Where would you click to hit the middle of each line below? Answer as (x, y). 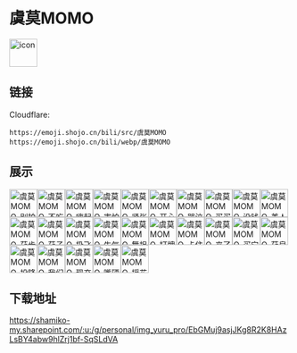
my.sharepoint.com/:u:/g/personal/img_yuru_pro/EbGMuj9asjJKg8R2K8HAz (148, 330)
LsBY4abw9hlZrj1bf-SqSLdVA (64, 340)
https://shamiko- (40, 320)
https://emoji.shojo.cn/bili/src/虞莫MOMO (88, 132)
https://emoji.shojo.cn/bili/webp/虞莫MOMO (90, 142)
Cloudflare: (30, 114)
